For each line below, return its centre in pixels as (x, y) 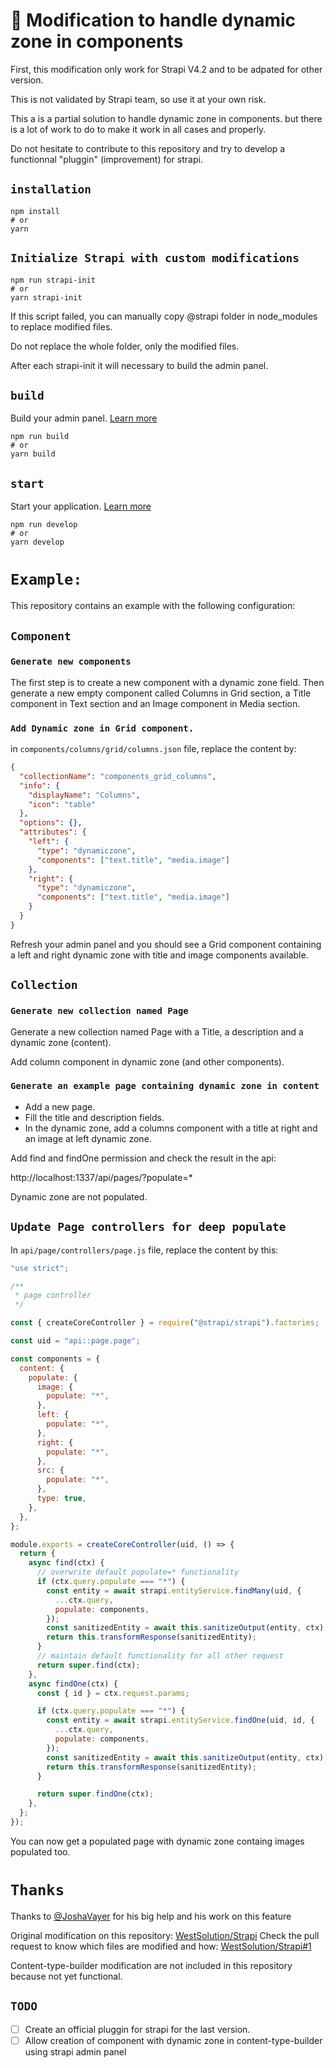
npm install (35, 211)
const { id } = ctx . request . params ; (113, 1693)
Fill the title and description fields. (94, 1117)
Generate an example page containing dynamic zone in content (165, 1086)
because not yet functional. (66, 1976)
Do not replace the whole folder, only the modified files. (125, 346)
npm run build (40, 437)
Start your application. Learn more (81, 506)
